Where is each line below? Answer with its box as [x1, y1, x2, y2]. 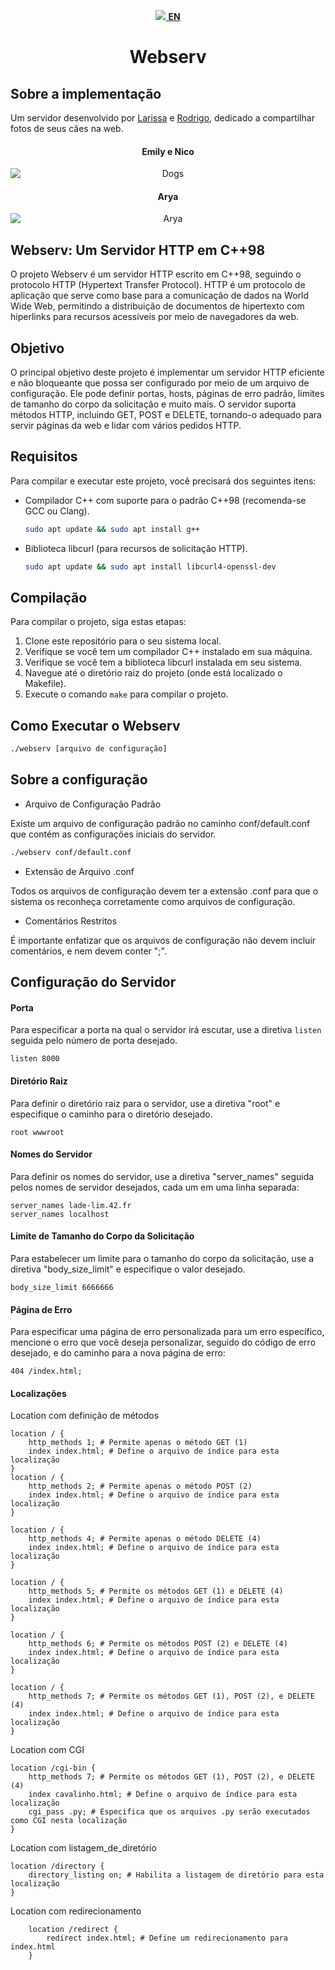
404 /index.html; [10, 1366, 83, 1377]
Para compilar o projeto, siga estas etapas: [10, 616, 187, 628]
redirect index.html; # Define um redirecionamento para [46, 1933, 288, 1944]
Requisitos [10, 448, 78, 465]
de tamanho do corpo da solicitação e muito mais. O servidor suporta [10, 398, 297, 410]
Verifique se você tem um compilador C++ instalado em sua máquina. [24, 646, 313, 658]
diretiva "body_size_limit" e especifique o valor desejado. [10, 1263, 246, 1275]
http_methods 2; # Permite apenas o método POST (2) [28, 1481, 253, 1492]
